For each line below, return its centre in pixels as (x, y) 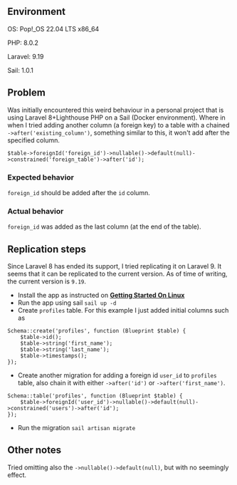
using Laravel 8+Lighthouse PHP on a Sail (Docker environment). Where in (116, 118)
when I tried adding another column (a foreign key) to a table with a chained (118, 125)
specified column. (34, 140)
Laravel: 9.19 (26, 56)
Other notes (35, 450)
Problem (27, 93)
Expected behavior (41, 177)
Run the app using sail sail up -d (67, 303)
